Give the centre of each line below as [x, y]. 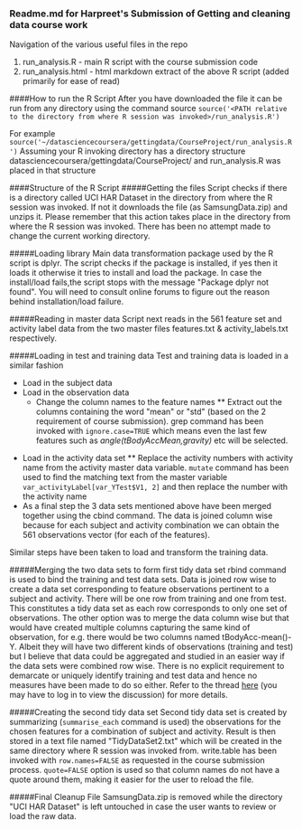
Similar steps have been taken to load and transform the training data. [139, 552]
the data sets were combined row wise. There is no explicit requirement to [147, 666]
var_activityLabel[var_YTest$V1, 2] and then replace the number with [155, 487]
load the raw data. [43, 816]
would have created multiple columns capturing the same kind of [130, 627]
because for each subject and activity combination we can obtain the [151, 525]
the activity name [55, 496]
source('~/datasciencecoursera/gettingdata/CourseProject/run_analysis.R [151, 143]
